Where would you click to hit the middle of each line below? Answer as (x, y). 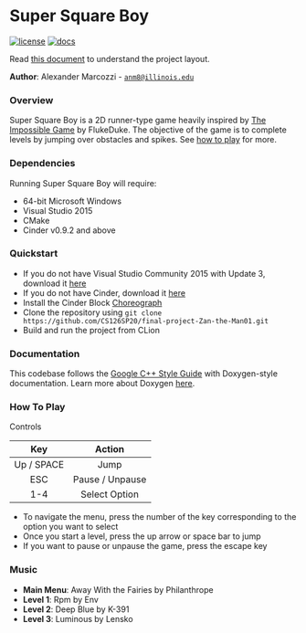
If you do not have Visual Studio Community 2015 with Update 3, (144, 273)
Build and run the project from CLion (91, 330)
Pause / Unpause (110, 480)
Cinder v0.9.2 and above (69, 230)
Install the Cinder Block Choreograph (92, 302)
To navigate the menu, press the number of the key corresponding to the (159, 517)
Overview (32, 100)
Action (110, 449)
